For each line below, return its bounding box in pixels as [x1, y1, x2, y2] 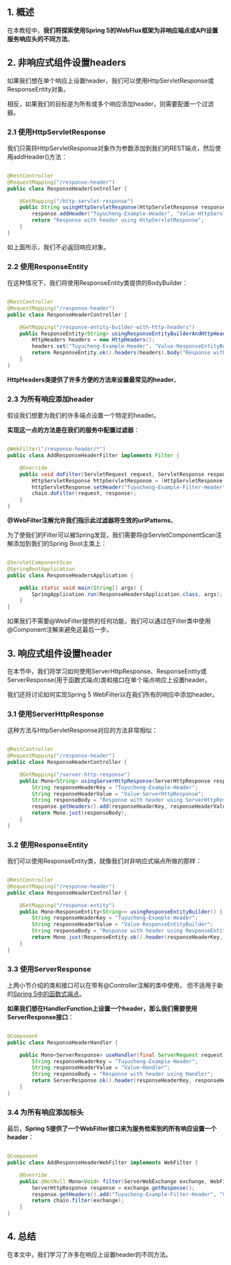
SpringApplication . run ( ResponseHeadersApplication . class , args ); [32, 591, 223, 597]
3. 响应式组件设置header [7, 648, 112, 659]
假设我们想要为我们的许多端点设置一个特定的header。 [7, 412, 160, 420]
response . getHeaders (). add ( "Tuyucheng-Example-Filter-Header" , [32, 1191, 217, 1198]
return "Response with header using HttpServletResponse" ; [32, 217, 205, 224]
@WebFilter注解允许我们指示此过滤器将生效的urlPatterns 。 [7, 516, 177, 524]
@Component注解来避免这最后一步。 [7, 626, 113, 634]
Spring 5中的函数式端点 [13, 990, 80, 998]
